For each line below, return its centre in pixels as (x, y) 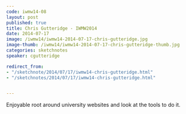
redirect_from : (25, 66)
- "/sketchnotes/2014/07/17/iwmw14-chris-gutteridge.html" (81, 78)
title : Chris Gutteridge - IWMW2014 (52, 28)
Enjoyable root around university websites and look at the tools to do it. (93, 105)
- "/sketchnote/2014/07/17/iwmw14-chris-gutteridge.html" (80, 72)
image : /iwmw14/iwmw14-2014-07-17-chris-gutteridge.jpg (77, 39)
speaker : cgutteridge (33, 56)
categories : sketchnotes (37, 50)
